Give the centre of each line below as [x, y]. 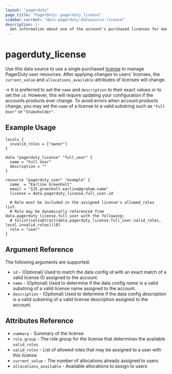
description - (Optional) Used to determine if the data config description [89, 294]
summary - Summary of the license [48, 333]
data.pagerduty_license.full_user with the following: [65, 216]
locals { [15, 139]
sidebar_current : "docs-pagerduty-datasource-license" [65, 20]
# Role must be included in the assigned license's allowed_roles [82, 202]
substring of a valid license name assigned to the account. [74, 288]
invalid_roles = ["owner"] [39, 144]
